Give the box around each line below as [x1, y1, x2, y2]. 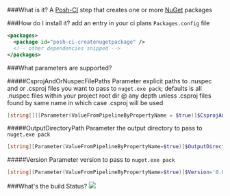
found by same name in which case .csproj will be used [7, 98, 164, 107]
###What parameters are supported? [7, 64, 112, 72]
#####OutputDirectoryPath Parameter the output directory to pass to [7, 124, 203, 132]
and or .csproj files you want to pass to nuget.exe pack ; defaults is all [7, 84, 202, 92]
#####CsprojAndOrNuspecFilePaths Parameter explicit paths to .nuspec [7, 76, 212, 85]
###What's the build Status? [7, 182, 88, 191]
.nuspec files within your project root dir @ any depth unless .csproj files [7, 92, 212, 100]
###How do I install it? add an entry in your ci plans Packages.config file [7, 19, 210, 27]
